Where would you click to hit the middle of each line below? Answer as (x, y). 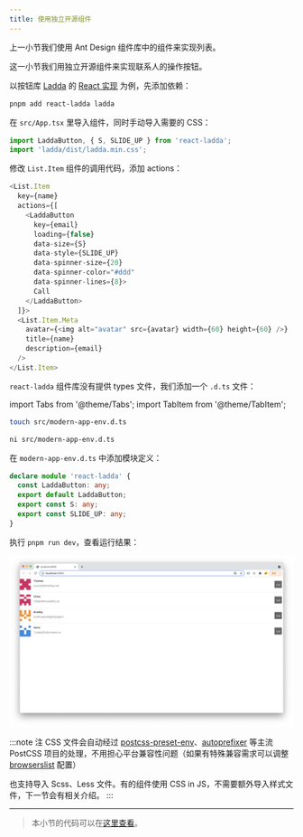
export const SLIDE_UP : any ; (72, 514)
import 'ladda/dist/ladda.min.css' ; (78, 150)
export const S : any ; (58, 505)
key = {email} (55, 225)
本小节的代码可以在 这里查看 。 (87, 823)
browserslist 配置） (45, 765)
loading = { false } (64, 234)
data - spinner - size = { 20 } (78, 263)
